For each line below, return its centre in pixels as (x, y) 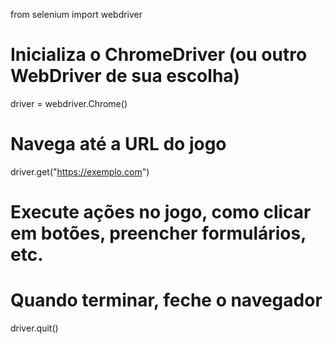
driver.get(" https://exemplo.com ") (80, 171)
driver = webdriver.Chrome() (69, 103)
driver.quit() (34, 328)
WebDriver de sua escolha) (125, 76)
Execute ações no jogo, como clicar (161, 212)
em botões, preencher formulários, (158, 233)
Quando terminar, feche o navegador (166, 300)
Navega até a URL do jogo (118, 144)
